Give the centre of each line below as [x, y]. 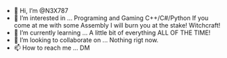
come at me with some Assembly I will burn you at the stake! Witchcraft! [117, 25]
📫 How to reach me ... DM [52, 48]
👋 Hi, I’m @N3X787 [41, 11]
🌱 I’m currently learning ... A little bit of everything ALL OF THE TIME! [112, 32]
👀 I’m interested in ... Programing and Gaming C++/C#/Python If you [111, 18]
